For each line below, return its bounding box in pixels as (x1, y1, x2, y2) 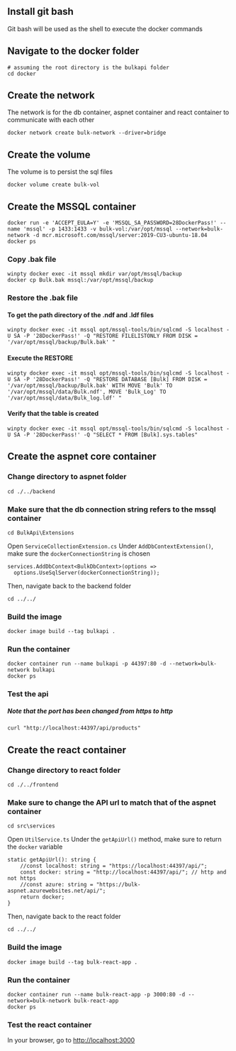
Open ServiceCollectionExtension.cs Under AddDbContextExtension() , (7, 541, 214, 550)
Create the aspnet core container (7, 451, 157, 463)
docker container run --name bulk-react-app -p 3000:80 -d (7, 991, 186, 998)
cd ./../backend (7, 488, 55, 495)
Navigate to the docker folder (7, 45, 140, 57)
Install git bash (7, 6, 74, 18)
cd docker (7, 70, 37, 77)
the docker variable (7, 842, 63, 851)
